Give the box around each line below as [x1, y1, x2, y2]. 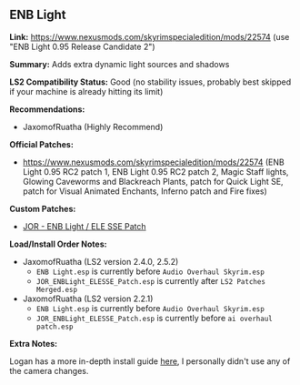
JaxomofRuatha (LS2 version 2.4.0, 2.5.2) [22, 256, 179, 267]
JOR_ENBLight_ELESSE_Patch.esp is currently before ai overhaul [35, 312, 273, 323]
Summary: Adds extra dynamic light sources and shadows [9, 58, 230, 69]
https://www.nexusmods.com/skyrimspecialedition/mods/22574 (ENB [22, 157, 285, 167]
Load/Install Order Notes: [9, 238, 107, 249]
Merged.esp [35, 285, 78, 294]
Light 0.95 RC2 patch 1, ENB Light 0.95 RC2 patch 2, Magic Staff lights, [22, 166, 289, 177]
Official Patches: [9, 138, 75, 149]
